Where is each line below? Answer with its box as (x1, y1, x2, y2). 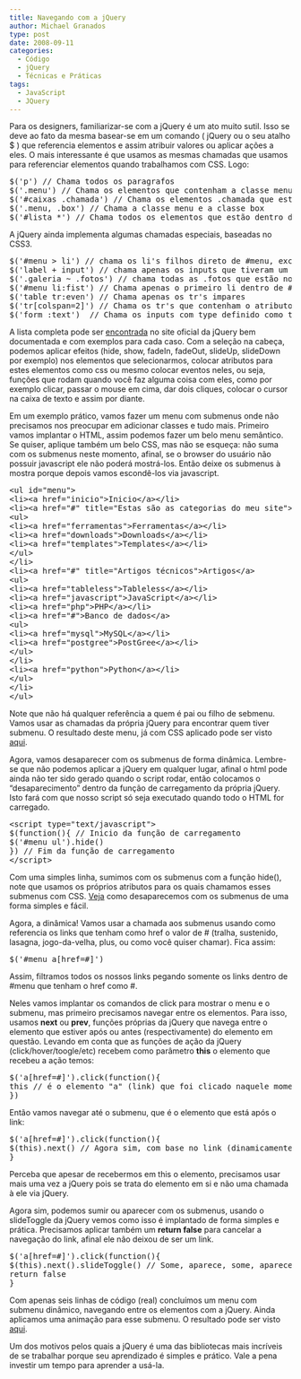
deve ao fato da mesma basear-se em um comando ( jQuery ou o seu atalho (9, 131, 291, 142)
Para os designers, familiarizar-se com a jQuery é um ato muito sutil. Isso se (9, 121, 290, 132)
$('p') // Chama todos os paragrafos (9, 177, 176, 186)
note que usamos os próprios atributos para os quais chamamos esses (9, 881, 271, 892)
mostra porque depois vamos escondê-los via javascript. (9, 468, 219, 479)
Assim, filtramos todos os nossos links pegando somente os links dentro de (9, 971, 288, 982)
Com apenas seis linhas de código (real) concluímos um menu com (9, 1295, 258, 1305)
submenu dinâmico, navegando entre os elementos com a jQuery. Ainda (9, 1305, 276, 1315)
